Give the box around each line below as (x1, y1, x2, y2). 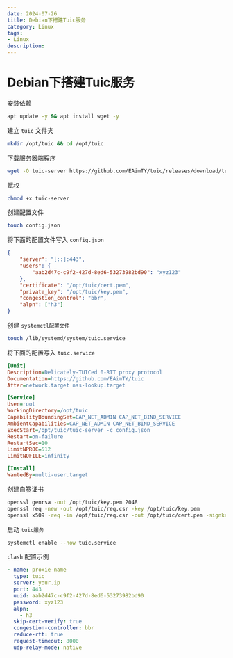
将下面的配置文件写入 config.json (7, 236, 104, 244)
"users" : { (19, 262, 51, 270)
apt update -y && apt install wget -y (7, 113, 119, 120)
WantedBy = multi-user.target (7, 472, 89, 479)
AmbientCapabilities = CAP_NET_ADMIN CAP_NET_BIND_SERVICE (7, 420, 175, 427)
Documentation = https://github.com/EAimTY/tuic (7, 375, 144, 383)
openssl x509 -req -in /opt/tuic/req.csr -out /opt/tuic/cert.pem (7, 512, 203, 519)
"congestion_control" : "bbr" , (19, 295, 107, 302)
